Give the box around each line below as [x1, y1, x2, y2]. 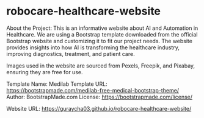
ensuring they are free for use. [6, 68, 83, 75]
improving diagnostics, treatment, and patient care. [6, 50, 136, 57]
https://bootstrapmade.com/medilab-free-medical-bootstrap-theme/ [6, 86, 179, 94]
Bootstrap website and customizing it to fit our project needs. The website [6, 37, 192, 44]
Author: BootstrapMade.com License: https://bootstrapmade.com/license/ [6, 93, 193, 100]
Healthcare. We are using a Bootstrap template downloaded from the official [6, 30, 198, 38]
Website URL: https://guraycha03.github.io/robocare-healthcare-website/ [6, 105, 192, 112]
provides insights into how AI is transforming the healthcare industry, [6, 44, 180, 51]
